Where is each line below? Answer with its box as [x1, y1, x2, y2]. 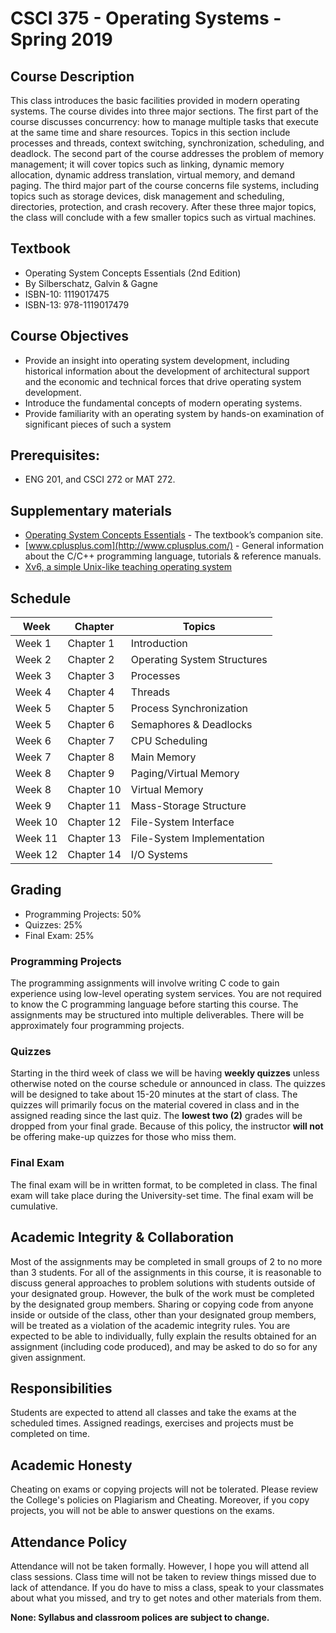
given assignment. [10, 1351, 87, 1363]
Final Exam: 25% [24, 929, 95, 941]
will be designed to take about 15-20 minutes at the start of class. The [10, 1088, 298, 1101]
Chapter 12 [67, 815, 122, 829]
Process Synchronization [130, 702, 249, 716]
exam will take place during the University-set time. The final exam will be [10, 1189, 314, 1201]
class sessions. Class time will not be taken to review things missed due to [10, 1571, 317, 1583]
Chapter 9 [67, 767, 115, 781]
